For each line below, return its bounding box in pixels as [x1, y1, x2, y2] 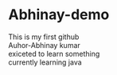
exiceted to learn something [8, 49, 100, 58]
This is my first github [8, 32, 80, 41]
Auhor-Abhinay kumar [8, 40, 81, 49]
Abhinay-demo [8, 6, 110, 24]
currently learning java [8, 57, 82, 67]
